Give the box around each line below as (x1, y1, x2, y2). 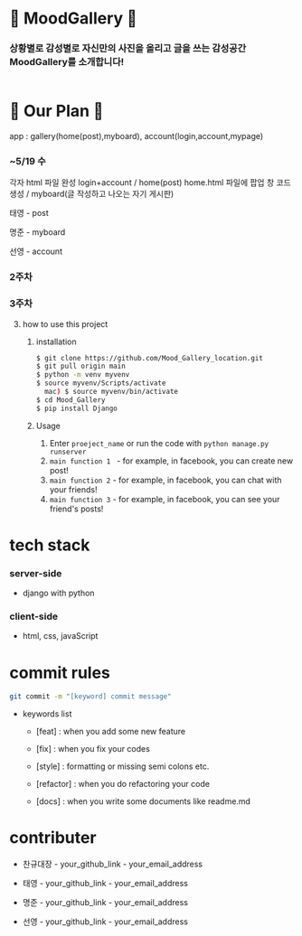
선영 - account (9, 246, 63, 257)
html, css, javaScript (22, 631, 99, 641)
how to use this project (22, 318, 109, 329)
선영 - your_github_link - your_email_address (22, 916, 188, 927)
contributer (9, 828, 97, 848)
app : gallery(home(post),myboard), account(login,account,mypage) (9, 131, 264, 142)
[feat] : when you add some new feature (35, 726, 186, 737)
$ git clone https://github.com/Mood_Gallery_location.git (35, 353, 264, 362)
